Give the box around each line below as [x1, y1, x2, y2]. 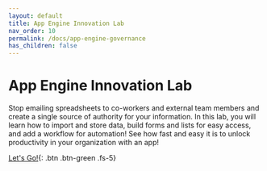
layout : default [8, 11, 63, 20]
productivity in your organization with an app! [8, 138, 160, 148]
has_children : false [8, 42, 78, 50]
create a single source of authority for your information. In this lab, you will [8, 112, 257, 122]
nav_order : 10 [8, 27, 56, 35]
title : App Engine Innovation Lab [8, 19, 125, 27]
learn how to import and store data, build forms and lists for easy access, [8, 120, 252, 130]
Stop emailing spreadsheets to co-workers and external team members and [8, 103, 260, 113]
